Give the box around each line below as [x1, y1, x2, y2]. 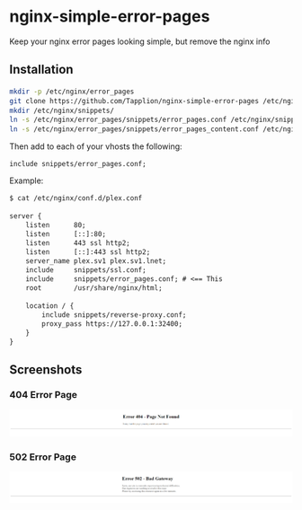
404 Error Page [9, 389, 78, 401]
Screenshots [9, 362, 83, 377]
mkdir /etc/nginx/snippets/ [9, 106, 115, 115]
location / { [25, 302, 75, 311]
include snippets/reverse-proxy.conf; [41, 311, 187, 320]
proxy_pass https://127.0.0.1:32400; [41, 320, 182, 329]
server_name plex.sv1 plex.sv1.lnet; [25, 257, 167, 266]
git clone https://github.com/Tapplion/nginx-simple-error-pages [9, 96, 259, 105]
